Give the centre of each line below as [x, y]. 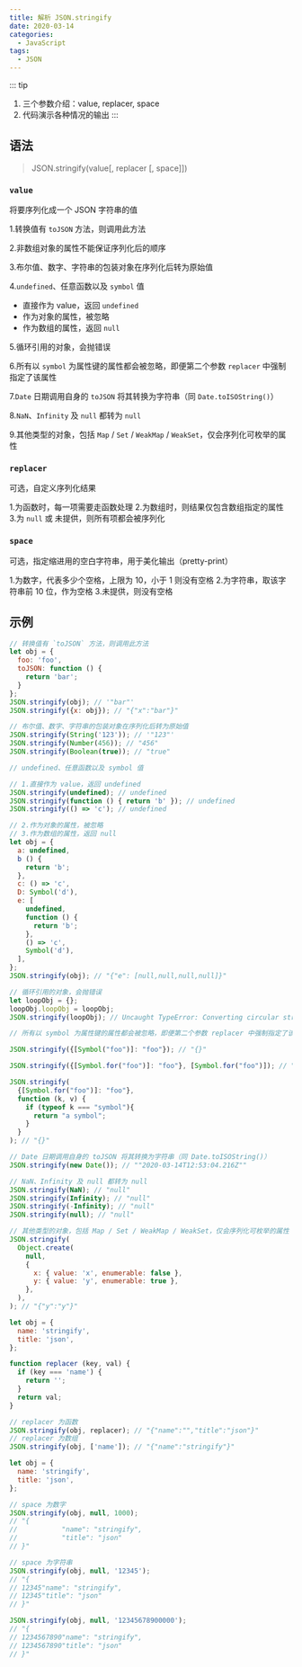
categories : [31, 34]
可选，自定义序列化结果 [53, 488]
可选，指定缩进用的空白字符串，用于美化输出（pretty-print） [121, 561]
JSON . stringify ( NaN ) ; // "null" [70, 1190]
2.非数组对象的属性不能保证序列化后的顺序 [88, 248]
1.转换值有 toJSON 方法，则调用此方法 [78, 229]
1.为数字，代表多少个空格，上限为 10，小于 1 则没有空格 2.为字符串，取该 [144, 580]
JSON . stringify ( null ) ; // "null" [72, 1215]
